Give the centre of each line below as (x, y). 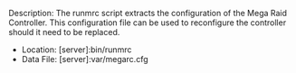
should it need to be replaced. (64, 32)
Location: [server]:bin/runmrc (76, 50)
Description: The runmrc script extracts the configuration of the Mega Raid (148, 13)
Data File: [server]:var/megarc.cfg (85, 59)
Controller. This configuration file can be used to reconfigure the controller (148, 23)
